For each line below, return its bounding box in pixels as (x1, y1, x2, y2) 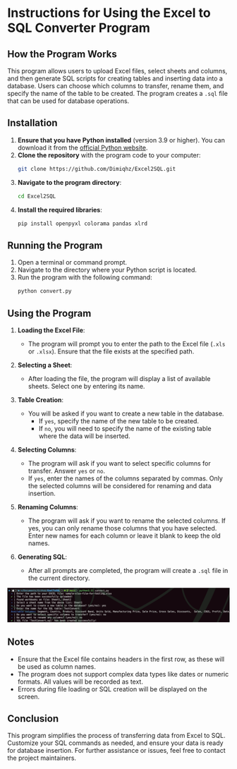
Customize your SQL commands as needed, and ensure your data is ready (7, 739, 224, 747)
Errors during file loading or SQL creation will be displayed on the (17, 684, 207, 693)
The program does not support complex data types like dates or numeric (17, 670, 229, 678)
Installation (7, 117, 58, 129)
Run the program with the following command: (17, 273, 153, 281)
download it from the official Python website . (17, 143, 148, 152)
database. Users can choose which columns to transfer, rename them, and (7, 82, 224, 90)
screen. (17, 692, 40, 701)
